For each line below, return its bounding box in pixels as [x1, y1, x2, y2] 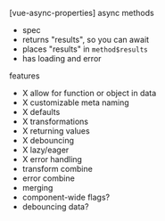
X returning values [21, 126, 91, 136]
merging [21, 183, 54, 192]
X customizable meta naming [21, 97, 129, 108]
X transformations [21, 116, 89, 127]
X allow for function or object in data [21, 88, 157, 98]
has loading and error [21, 53, 102, 63]
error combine [21, 173, 76, 184]
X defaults [21, 107, 61, 117]
